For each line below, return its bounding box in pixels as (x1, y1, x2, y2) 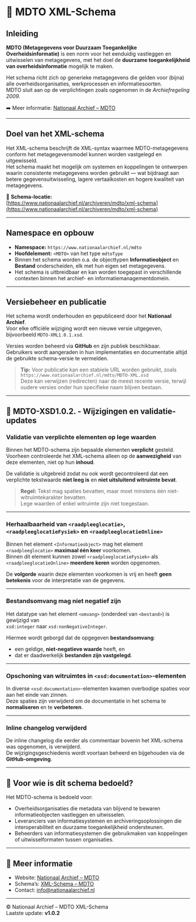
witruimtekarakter (20, 494, 63, 501)
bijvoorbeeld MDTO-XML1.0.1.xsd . (6, 331, 83, 338)
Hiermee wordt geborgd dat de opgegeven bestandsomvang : (6, 634, 156, 641)
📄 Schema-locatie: (6, 193, 52, 200)
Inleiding (6, 29, 39, 39)
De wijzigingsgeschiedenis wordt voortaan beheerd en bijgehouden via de (6, 749, 185, 756)
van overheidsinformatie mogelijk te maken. (6, 63, 114, 70)
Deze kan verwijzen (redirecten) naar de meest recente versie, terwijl (20, 377, 187, 385)
